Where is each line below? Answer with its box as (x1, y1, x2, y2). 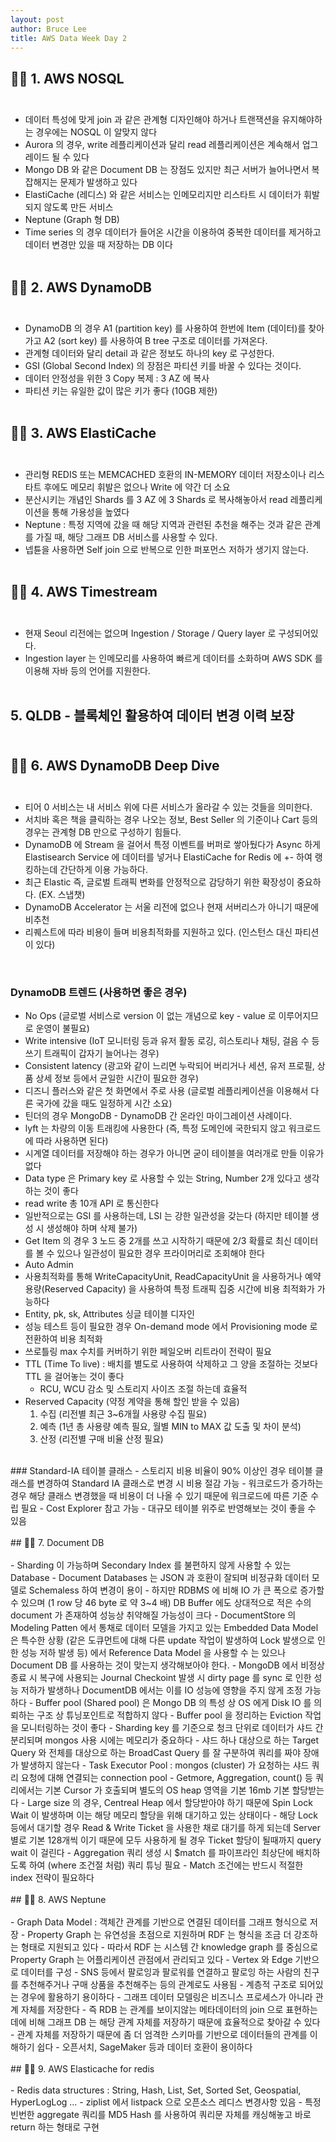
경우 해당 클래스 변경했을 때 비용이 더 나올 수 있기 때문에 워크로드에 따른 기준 (10, 1490, 309, 1502)
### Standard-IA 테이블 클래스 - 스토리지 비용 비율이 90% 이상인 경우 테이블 (10, 1465, 313, 1477)
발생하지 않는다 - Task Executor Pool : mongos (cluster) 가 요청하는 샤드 (20, 1759, 310, 1771)
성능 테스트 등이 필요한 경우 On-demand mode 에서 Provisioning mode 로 (24, 1321, 318, 1333)
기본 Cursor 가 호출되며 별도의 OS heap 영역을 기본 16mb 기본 (44, 1784, 290, 1796)
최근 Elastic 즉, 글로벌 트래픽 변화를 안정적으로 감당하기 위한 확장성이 (24, 876, 295, 888)
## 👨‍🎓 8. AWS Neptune (10, 1894, 107, 1906)
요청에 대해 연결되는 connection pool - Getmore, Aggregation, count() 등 (20, 1772, 313, 1784)
